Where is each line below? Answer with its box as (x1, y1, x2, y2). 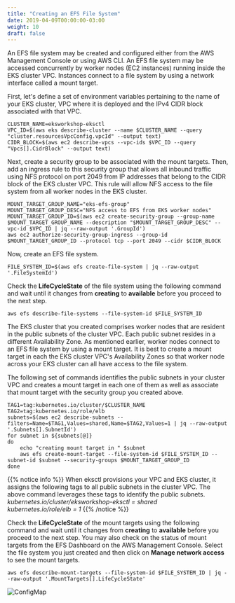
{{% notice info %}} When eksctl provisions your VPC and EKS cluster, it (7, 476, 216, 484)
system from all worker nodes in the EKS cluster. (7, 187, 147, 196)
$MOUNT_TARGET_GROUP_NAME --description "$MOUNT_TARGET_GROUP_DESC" (7, 219, 212, 226)
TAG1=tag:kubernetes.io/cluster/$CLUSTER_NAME (7, 402, 146, 409)
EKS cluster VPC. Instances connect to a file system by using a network (7, 71, 215, 80)
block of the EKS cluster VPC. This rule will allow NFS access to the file (7, 180, 213, 188)
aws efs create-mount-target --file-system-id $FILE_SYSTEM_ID (20, 451, 209, 458)
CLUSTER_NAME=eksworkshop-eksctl (7, 120, 105, 128)
